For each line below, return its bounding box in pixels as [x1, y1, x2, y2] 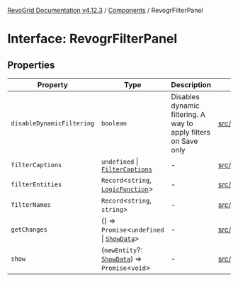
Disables [171, 92, 200, 101]
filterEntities [11, 181, 62, 188]
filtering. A [171, 110, 205, 119]
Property [37, 80, 69, 89]
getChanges [11, 226, 47, 233]
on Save [171, 136, 198, 146]
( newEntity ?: [101, 245, 143, 254]
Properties [7, 59, 55, 71]
